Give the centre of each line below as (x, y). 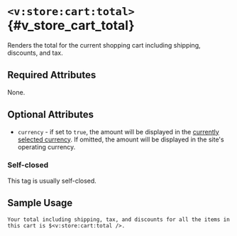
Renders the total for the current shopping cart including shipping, (104, 45)
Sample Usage (40, 203)
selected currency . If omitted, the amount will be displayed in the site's (121, 139)
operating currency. (46, 146)
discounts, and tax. (35, 53)
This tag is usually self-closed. (52, 181)
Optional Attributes (51, 115)
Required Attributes (52, 75)
